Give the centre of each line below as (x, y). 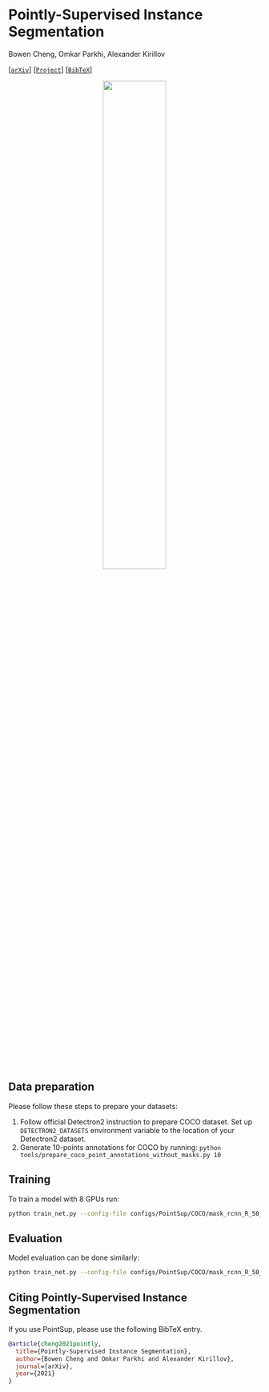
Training (30, 1180)
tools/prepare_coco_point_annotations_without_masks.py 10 (120, 1155)
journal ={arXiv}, (44, 1366)
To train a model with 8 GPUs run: (64, 1199)
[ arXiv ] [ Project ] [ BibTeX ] (50, 69)
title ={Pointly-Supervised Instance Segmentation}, (104, 1351)
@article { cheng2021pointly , (55, 1344)
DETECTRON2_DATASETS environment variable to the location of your (127, 1130)
